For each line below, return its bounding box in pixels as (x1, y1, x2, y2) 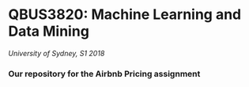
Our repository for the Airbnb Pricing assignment (8, 68, 201, 79)
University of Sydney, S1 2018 (8, 48, 105, 58)
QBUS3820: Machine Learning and (8, 6, 242, 24)
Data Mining (8, 22, 89, 40)
